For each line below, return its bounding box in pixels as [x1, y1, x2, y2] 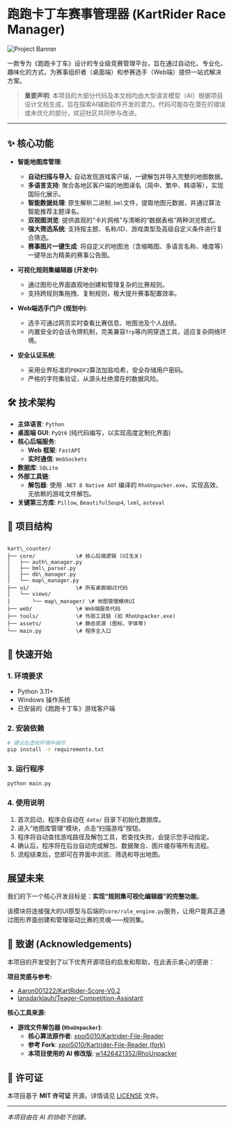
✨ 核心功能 [7, 137, 54, 150]
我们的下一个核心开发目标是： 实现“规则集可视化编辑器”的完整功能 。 [7, 892, 203, 900]
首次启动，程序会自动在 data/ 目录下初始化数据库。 [17, 815, 165, 823]
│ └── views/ [7, 590, 52, 598]
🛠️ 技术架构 [7, 397, 56, 408]
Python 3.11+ [17, 687, 54, 696]
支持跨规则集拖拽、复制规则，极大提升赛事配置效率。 [27, 289, 181, 297]
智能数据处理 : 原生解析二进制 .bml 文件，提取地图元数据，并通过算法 [27, 198, 221, 206]
